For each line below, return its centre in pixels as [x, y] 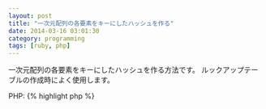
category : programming [47, 38]
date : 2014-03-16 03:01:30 [54, 31]
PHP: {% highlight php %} [51, 96]
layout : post [30, 16]
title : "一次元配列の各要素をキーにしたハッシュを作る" [91, 23]
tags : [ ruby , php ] [39, 46]
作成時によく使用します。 [72, 80]
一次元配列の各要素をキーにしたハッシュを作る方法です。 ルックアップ [127, 70]
